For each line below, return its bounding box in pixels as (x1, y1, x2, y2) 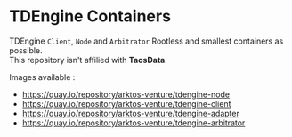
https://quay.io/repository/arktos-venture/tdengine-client (21, 98, 231, 109)
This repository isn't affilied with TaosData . (9, 54, 167, 65)
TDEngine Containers (9, 6, 172, 27)
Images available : (9, 71, 76, 82)
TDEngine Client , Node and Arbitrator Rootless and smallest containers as (9, 36, 284, 46)
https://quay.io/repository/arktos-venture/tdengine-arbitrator (21, 117, 246, 128)
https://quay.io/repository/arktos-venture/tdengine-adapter (21, 108, 240, 118)
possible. (9, 44, 43, 55)
